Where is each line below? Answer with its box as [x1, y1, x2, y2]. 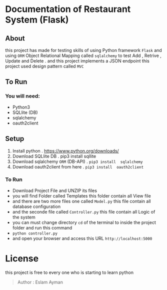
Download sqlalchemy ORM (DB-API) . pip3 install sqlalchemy [12, 158, 143, 164]
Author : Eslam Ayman [17, 279, 63, 285]
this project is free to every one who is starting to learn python [5, 269, 134, 275]
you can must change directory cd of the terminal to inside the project [12, 219, 156, 225]
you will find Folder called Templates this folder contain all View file [12, 192, 151, 198]
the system [12, 214, 36, 220]
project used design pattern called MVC [5, 63, 84, 69]
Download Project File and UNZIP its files [12, 187, 97, 193]
